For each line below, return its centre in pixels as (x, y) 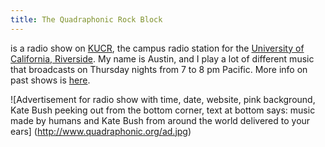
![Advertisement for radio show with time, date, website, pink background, (163, 99)
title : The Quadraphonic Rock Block (86, 19)
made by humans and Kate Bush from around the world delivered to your (160, 120)
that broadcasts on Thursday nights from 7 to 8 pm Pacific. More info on (159, 69)
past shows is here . (50, 80)
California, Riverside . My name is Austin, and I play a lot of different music (162, 58)
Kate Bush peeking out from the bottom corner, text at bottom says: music (163, 110)
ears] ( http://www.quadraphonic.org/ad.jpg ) (101, 131)
